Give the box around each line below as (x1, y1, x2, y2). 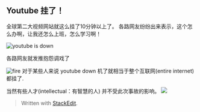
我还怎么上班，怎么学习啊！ (32, 30, 101, 37)
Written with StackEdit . (20, 99, 78, 107)
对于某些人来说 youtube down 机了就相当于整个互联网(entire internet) (22, 67, 195, 74)
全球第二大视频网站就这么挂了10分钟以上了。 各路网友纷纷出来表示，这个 (6, 23, 188, 30)
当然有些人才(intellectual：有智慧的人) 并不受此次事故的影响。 (6, 87, 160, 95)
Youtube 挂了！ (6, 5, 64, 16)
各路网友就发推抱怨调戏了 (6, 55, 70, 62)
